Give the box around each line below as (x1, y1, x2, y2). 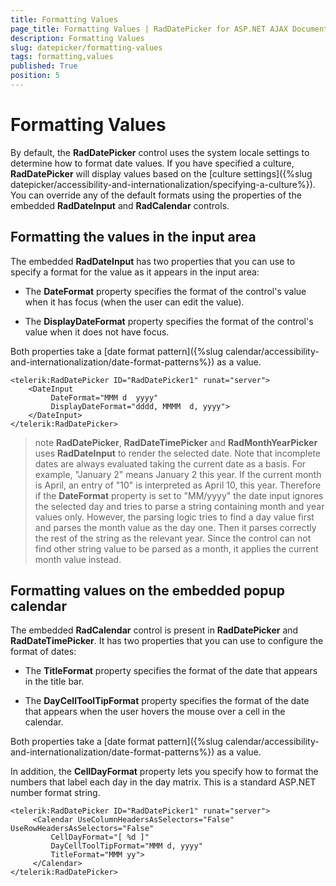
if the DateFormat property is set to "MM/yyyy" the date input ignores (34, 489, 324, 501)
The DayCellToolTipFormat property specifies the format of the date (24, 695, 310, 707)
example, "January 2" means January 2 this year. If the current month (34, 468, 322, 480)
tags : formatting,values (10, 52, 114, 62)
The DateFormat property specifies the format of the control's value (24, 285, 307, 297)
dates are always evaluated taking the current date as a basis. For (34, 457, 307, 470)
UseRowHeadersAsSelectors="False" (10, 824, 155, 834)
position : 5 (10, 71, 60, 81)
